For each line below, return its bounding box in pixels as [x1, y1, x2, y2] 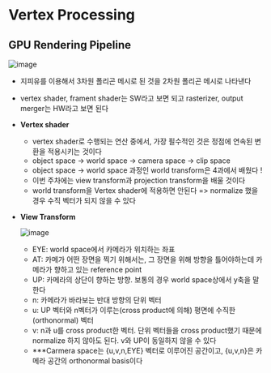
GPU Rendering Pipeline [8, 38, 132, 52]
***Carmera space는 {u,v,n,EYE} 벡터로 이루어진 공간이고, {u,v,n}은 [32, 346, 255, 355]
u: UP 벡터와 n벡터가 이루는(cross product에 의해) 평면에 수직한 [32, 306, 236, 315]
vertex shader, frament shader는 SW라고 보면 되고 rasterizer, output [19, 93, 243, 103]
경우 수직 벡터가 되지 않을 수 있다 [32, 196, 136, 205]
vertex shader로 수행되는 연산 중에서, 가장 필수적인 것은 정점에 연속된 [32, 136, 253, 146]
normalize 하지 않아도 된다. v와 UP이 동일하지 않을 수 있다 [32, 336, 217, 345]
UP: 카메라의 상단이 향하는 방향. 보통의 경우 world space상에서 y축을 [32, 275, 251, 285]
